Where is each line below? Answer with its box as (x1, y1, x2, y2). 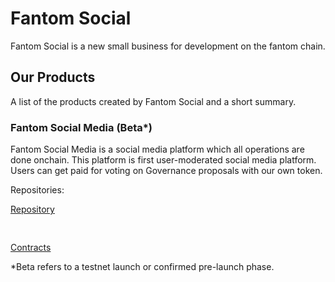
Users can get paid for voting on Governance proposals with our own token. (10, 165, 323, 177)
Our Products (10, 69, 96, 86)
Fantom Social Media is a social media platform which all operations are (10, 143, 305, 156)
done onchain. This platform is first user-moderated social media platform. (10, 154, 317, 166)
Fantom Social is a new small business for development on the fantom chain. (10, 40, 326, 52)
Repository (10, 203, 55, 216)
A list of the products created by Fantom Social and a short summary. (10, 95, 297, 107)
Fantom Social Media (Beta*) (10, 120, 153, 134)
